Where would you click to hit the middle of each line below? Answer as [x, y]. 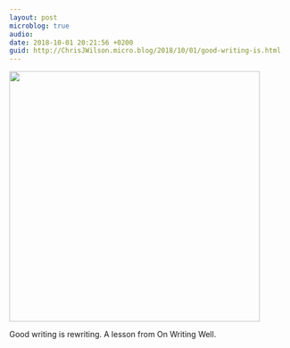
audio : [21, 34]
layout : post [33, 17]
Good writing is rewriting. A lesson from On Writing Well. [113, 335]
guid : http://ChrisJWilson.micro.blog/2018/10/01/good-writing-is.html [145, 51]
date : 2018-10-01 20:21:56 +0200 [71, 42]
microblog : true [39, 26]
